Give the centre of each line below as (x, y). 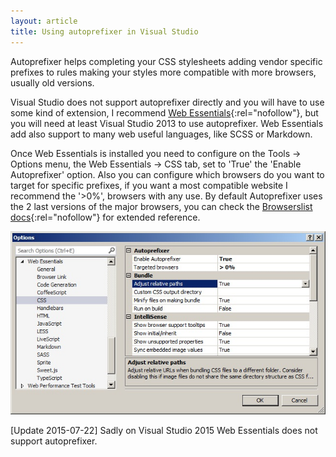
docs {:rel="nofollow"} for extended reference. (105, 217)
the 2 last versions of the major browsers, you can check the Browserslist (161, 206)
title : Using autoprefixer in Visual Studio (104, 31)
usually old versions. (52, 82)
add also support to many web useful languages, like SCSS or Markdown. (161, 134)
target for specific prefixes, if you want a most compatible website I (149, 185)
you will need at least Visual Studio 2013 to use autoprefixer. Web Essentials (167, 123)
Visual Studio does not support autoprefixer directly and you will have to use (167, 102)
